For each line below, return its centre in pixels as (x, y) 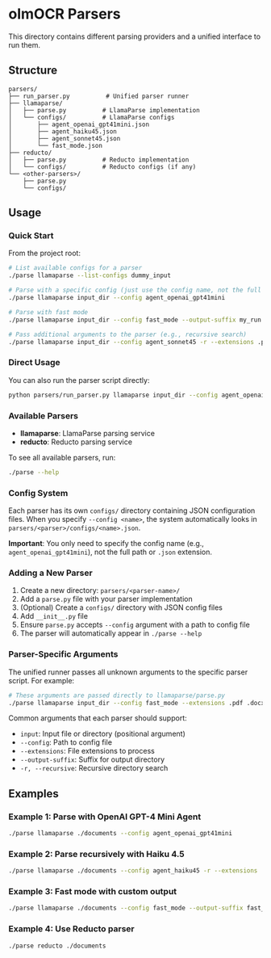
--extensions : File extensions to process (87, 751)
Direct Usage (34, 363)
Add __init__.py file (54, 616)
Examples (33, 794)
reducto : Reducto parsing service (76, 442)
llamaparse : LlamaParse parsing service (88, 433)
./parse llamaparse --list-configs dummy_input (90, 275)
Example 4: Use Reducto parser (71, 929)
